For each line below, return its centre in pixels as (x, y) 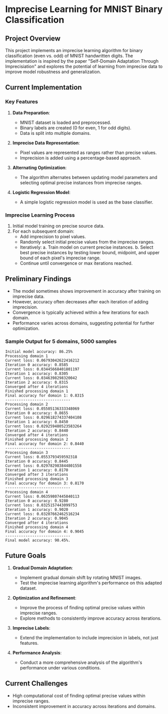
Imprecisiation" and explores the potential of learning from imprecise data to (84, 66)
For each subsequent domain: (43, 231)
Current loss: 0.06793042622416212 (42, 361)
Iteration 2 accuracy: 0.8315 (37, 383)
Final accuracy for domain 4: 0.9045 (45, 532)
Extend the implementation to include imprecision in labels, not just (89, 637)
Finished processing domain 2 (37, 440)
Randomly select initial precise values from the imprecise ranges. (87, 242)
